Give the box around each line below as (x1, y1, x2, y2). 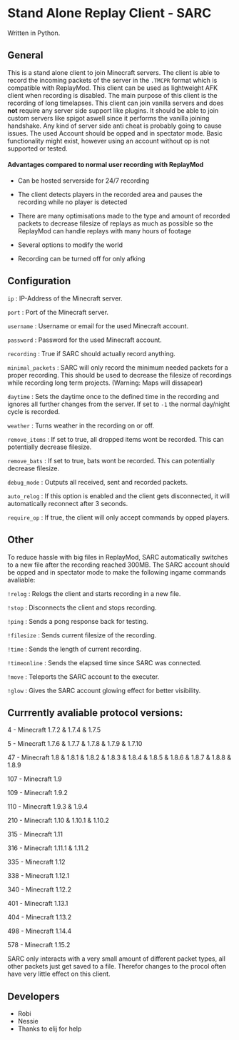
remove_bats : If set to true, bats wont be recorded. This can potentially (7, 456, 215, 465)
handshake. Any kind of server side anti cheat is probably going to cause (7, 121, 223, 130)
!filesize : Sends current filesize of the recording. (7, 630, 157, 640)
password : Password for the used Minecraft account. (7, 335, 162, 344)
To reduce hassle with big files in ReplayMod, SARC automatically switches (7, 552, 228, 561)
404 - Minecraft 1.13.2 (7, 913, 72, 922)
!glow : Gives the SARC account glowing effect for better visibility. (7, 686, 201, 695)
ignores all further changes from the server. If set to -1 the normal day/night (7, 400, 230, 408)
